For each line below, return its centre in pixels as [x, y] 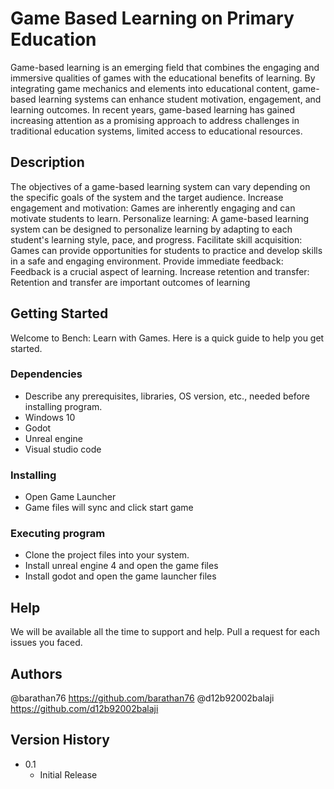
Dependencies [46, 374]
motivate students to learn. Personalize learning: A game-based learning [160, 218]
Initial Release [68, 774]
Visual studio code [63, 449]
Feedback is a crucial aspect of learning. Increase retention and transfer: [160, 271]
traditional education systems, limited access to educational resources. [156, 131]
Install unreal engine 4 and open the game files [121, 566]
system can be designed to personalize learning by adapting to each [151, 229]
